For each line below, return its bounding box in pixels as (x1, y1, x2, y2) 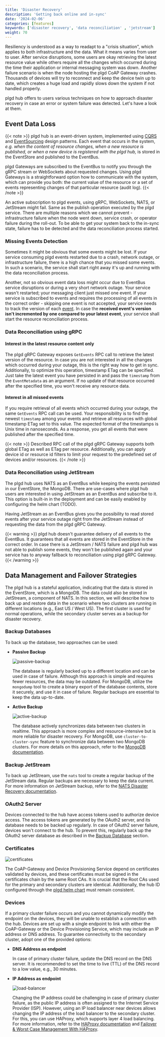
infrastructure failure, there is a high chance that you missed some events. (5, 259, 156, 265)
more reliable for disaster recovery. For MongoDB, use (12, 733, 123, 739)
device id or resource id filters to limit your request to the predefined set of (5, 452, 157, 458)
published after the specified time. (5, 431, 75, 437)
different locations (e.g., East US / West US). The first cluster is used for (5, 605, 151, 611)
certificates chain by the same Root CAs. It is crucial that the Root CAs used (5, 876, 159, 882)
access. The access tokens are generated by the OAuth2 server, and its (5, 817, 150, 823)
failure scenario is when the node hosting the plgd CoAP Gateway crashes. (5, 70, 157, 75)
